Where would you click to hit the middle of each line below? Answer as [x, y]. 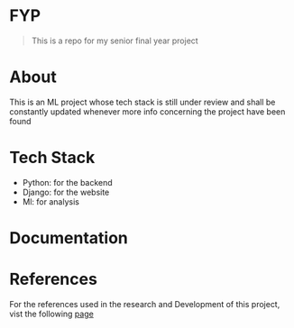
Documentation [69, 238]
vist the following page [52, 314]
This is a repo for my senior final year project [115, 41]
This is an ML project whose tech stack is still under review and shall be [142, 102]
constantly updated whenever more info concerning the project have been [147, 111]
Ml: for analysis [51, 201]
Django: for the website [66, 192]
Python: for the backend [67, 182]
